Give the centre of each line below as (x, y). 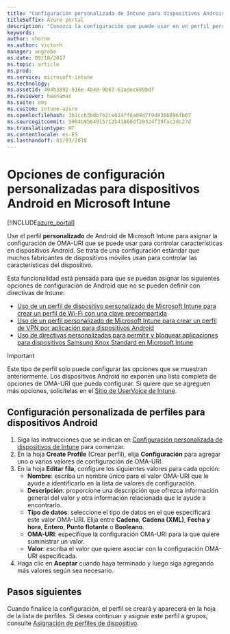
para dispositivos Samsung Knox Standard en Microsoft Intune (105, 342)
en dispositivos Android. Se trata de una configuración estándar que (103, 251)
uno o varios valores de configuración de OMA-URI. (90, 461)
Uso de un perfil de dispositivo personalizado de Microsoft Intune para (117, 306)
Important (21, 356)
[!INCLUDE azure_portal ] (41, 223)
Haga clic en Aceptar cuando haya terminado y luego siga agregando (115, 563)
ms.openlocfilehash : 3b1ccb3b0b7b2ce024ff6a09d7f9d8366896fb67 (99, 115)
